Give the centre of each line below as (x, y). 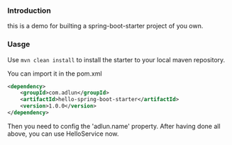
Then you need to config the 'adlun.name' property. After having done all (114, 126)
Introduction (29, 11)
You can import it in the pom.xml (55, 74)
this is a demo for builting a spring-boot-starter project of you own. (105, 26)
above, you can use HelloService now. (63, 134)
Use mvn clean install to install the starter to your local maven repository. (116, 59)
